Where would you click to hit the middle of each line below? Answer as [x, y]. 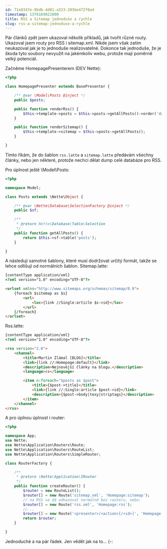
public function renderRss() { [46, 109]
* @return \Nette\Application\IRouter [56, 477]
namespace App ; [21, 436]
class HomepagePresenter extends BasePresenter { [58, 87]
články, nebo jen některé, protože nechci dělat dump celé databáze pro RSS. [83, 160]
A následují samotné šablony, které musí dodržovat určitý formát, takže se [81, 261]
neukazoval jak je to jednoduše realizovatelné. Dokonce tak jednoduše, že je [83, 48]
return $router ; [40, 518]
